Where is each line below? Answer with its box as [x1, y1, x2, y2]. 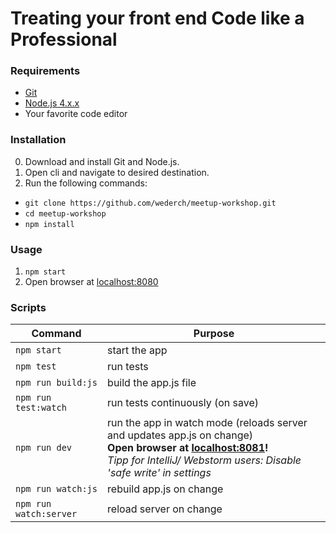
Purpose [193, 327, 235, 341]
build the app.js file [107, 376, 197, 390]
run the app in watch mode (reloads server [107, 416, 308, 430]
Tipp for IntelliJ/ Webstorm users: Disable [107, 453, 302, 467]
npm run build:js [15, 377, 98, 389]
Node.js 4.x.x [24, 97, 80, 109]
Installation [10, 133, 67, 147]
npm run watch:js [15, 483, 98, 495]
